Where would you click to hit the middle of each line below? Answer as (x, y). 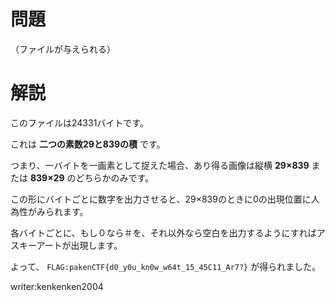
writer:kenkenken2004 (57, 286)
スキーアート (36, 245)
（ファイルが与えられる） (63, 49)
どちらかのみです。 (115, 177)
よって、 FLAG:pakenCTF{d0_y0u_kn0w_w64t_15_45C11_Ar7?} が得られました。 (166, 266)
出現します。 (96, 245)
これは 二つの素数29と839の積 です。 (88, 144)
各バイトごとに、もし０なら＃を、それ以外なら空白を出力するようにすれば (163, 232)
